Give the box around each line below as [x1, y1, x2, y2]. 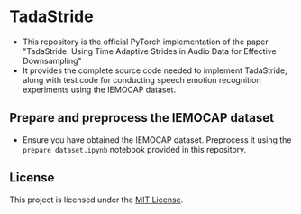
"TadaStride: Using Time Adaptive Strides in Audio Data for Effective [22, 45, 277, 56]
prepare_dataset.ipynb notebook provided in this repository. [22, 144, 247, 154]
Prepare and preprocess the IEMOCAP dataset [9, 110, 275, 126]
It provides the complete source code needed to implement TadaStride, [22, 65, 287, 76]
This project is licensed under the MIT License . [9, 194, 184, 205]
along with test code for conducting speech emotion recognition [22, 74, 261, 85]
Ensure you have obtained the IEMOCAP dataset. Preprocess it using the [22, 134, 292, 145]
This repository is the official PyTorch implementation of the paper [22, 36, 269, 47]
